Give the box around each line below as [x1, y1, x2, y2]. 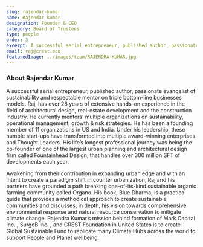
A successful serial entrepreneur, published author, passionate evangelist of [6, 87, 196, 94]
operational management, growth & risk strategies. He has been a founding [6, 119, 193, 127]
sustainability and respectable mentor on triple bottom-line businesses [6, 94, 182, 101]
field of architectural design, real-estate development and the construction [6, 106, 192, 114]
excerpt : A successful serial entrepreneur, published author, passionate [6, 43, 199, 49]
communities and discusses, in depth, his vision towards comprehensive [6, 202, 187, 209]
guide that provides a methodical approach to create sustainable [6, 195, 167, 202]
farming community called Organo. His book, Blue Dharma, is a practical [6, 188, 186, 196]
